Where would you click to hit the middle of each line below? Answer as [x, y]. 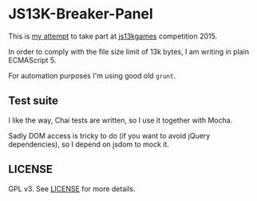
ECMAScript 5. [32, 60]
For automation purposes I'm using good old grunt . [92, 75]
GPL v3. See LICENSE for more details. [72, 188]
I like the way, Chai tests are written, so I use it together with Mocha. [121, 120]
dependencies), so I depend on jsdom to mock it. [89, 144]
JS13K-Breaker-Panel [81, 14]
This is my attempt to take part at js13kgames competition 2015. [113, 36]
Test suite [33, 101]
